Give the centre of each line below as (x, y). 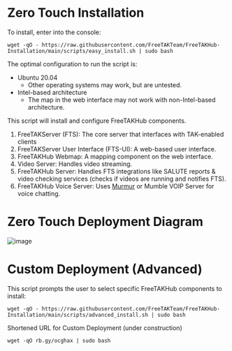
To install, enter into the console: (54, 32)
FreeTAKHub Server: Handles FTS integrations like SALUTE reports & (116, 171)
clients (27, 142)
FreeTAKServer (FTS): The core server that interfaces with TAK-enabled (121, 134)
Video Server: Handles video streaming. (75, 164)
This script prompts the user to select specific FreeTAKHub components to (115, 288)
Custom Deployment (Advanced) (105, 269)
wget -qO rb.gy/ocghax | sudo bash (59, 341)
